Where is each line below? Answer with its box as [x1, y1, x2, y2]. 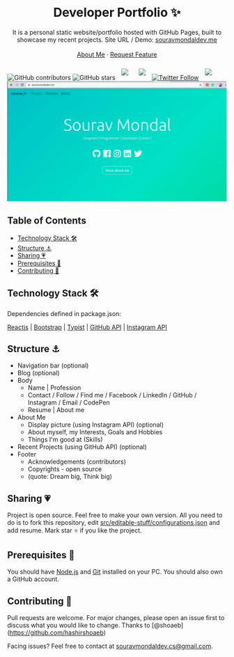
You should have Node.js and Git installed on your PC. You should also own [7, 568, 223, 576]
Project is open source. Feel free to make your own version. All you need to [7, 511, 223, 519]
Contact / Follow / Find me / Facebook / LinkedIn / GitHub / [27, 391, 197, 399]
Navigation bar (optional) [17, 361, 89, 370]
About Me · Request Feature [77, 50, 157, 58]
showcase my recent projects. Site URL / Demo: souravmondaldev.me [17, 35, 217, 44]
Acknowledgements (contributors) [27, 457, 127, 466]
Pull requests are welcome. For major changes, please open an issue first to [7, 613, 225, 622]
